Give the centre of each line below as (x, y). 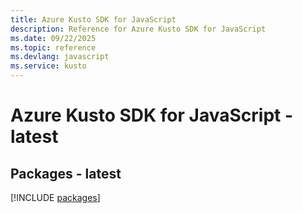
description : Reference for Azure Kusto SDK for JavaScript (138, 29)
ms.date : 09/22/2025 (53, 38)
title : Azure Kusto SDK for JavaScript (93, 19)
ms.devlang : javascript (60, 57)
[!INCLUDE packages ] (55, 197)
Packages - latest (66, 173)
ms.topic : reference (53, 47)
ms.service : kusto (48, 66)
